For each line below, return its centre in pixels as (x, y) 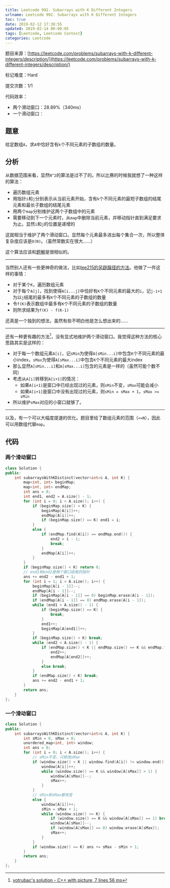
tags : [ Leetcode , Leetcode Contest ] (44, 33)
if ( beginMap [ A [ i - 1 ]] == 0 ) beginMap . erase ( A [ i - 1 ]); (94, 596)
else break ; (54, 666)
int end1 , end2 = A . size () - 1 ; (58, 497)
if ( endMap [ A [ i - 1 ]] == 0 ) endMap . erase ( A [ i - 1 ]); (89, 600)
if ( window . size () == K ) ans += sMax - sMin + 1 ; (86, 847)
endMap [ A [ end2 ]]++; (71, 657)
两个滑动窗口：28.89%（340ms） (48, 107)
